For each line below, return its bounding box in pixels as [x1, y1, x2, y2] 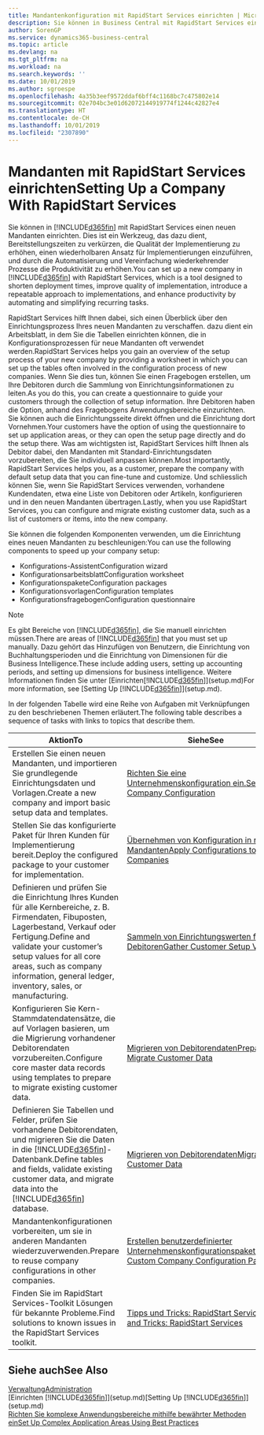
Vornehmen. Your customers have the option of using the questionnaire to [8, 422, 246, 431]
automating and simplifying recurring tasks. [8, 297, 149, 307]
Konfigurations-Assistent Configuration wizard [19, 561, 168, 571]
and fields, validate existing [12, 1163, 112, 1174]
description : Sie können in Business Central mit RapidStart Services [8, 19, 244, 27]
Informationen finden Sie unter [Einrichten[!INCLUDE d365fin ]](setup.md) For [8, 675, 255, 685]
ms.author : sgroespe [8, 84, 76, 93]
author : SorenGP [8, 26, 61, 34]
